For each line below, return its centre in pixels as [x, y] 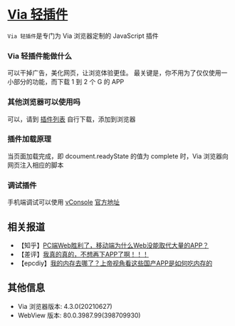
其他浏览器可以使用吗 [44, 102]
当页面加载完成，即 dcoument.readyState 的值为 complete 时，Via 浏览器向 [118, 156]
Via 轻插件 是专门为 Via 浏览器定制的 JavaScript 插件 [83, 36]
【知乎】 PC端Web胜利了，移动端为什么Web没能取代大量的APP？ [113, 245]
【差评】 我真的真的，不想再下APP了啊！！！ [83, 254]
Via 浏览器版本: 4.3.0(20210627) [65, 306]
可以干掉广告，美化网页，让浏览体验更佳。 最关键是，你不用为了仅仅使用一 [117, 73]
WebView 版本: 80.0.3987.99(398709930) [79, 315]
